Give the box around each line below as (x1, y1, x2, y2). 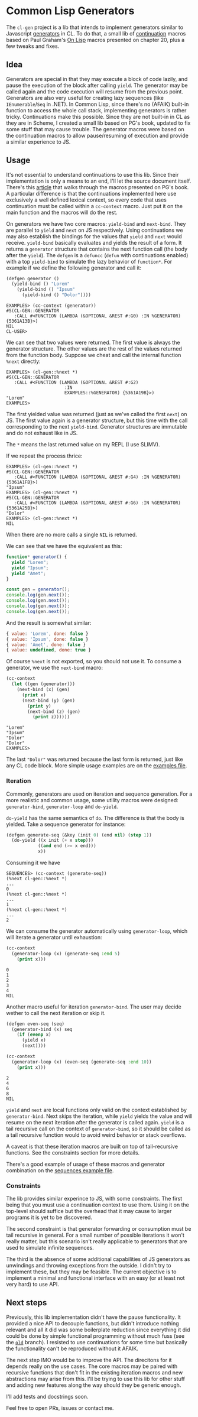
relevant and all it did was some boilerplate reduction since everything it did (6, 1326, 190, 1333)
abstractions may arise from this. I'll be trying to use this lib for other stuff (6, 1375, 185, 1382)
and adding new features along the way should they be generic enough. (6, 1382, 181, 1389)
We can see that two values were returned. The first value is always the (6, 339, 180, 346)
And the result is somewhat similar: (6, 619, 92, 626)
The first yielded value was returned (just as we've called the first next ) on (6, 411, 187, 418)
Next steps (6, 1298, 47, 1308)
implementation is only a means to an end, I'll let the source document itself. (6, 177, 191, 184)
